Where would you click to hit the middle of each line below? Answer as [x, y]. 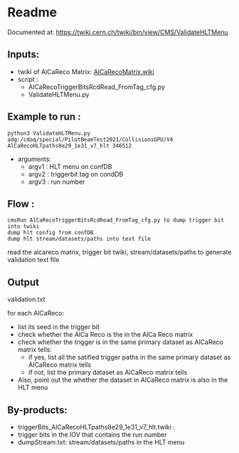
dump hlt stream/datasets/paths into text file [79, 239]
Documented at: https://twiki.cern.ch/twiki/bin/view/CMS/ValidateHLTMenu [118, 32]
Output [23, 282]
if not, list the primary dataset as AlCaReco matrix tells [108, 373]
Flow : [21, 204]
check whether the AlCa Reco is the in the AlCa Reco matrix [105, 335]
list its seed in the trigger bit [58, 327]
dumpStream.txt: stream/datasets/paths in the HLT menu [101, 442]
